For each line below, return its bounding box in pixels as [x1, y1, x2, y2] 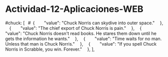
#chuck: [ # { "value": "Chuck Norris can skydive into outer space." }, [5, 20, 163, 26]
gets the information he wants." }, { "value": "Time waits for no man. [5, 36, 162, 42]
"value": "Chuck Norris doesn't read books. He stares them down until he [5, 30, 157, 36]
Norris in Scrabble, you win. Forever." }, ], [5, 46, 95, 52]
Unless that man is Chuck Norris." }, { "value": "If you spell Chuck [5, 41, 157, 47]
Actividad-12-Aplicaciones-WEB [5, 3, 144, 15]
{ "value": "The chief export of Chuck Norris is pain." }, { [9, 25, 142, 31]
